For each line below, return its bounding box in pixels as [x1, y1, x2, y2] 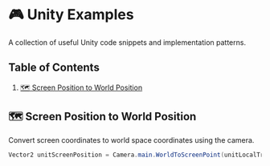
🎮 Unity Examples [8, 6, 134, 24]
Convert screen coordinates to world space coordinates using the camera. [8, 135, 255, 144]
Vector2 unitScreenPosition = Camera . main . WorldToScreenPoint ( [8, 151, 225, 159]
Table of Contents [8, 61, 100, 75]
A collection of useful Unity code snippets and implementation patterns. [8, 37, 247, 47]
